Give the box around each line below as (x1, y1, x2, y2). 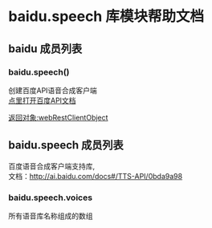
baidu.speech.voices (8, 192, 93, 203)
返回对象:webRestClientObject (8, 112, 108, 122)
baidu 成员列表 (8, 42, 83, 55)
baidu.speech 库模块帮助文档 (8, 7, 205, 26)
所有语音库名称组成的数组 (8, 210, 93, 221)
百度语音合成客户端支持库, (8, 161, 96, 171)
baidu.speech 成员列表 (8, 138, 124, 153)
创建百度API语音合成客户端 (8, 85, 98, 95)
